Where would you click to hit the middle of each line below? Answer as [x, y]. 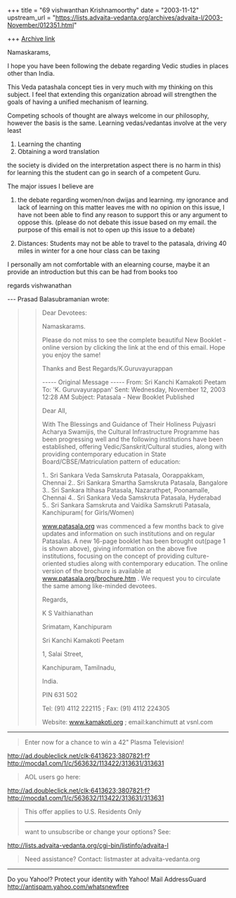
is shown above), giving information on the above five [120, 548]
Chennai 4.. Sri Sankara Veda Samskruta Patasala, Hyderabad [131, 497]
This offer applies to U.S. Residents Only [83, 812]
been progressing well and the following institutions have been [132, 439]
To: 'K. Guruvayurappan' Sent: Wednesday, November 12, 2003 [134, 390]
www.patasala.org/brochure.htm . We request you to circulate [131, 578]
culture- [197, 556]
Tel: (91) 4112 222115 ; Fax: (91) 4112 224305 [106, 708]
